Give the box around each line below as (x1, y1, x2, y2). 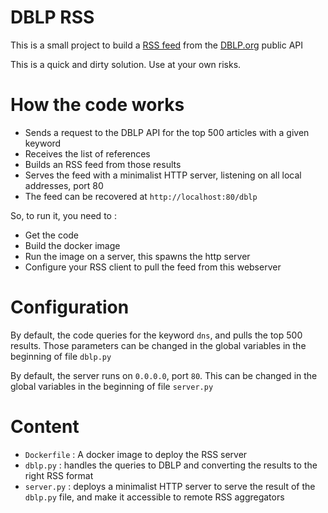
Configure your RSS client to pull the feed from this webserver (24, 261, 282, 273)
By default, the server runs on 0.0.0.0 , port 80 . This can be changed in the (10, 369, 318, 381)
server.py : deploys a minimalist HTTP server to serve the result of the (24, 480, 316, 492)
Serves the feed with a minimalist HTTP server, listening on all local (24, 169, 302, 181)
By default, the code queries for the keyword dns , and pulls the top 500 (10, 329, 303, 341)
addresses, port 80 (24, 179, 104, 191)
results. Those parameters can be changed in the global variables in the (10, 339, 307, 351)
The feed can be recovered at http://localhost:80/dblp (24, 190, 258, 202)
